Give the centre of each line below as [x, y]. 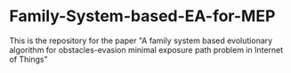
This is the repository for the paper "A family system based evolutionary [141, 40]
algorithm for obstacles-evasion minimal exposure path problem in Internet [146, 49]
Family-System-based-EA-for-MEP [142, 16]
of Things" [28, 59]
